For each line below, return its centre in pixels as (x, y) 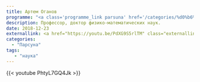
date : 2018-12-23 (28, 28)
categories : (21, 39)
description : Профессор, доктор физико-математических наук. (84, 23)
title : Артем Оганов (32, 12)
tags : (13, 51)
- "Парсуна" (26, 45)
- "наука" (26, 56)
